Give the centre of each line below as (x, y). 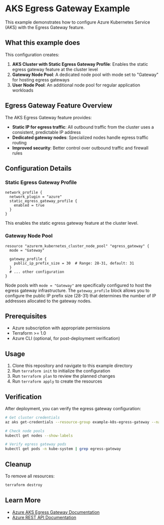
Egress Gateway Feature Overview (59, 106)
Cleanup (18, 464)
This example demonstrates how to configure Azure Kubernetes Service (78, 22)
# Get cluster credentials (32, 418)
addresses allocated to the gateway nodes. (48, 301)
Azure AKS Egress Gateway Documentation (56, 512)
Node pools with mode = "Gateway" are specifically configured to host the (78, 285)
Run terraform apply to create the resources (57, 381)
